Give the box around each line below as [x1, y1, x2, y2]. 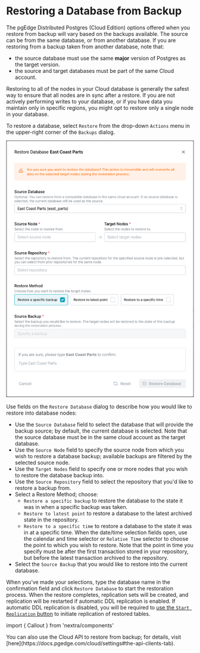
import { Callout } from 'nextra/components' [6, 622, 114, 629]
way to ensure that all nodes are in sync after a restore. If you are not [6, 91, 176, 99]
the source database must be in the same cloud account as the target [14, 434, 186, 441]
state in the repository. [23, 516, 79, 523]
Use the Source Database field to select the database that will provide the [14, 421, 193, 428]
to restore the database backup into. [14, 472, 104, 479]
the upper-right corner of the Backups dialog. [6, 128, 115, 136]
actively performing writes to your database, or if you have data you [6, 97, 173, 105]
